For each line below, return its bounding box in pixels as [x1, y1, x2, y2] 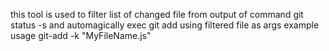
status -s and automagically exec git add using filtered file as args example [10, 19, 320, 31]
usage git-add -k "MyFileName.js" [10, 30, 152, 41]
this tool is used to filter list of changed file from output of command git [10, 9, 304, 20]
